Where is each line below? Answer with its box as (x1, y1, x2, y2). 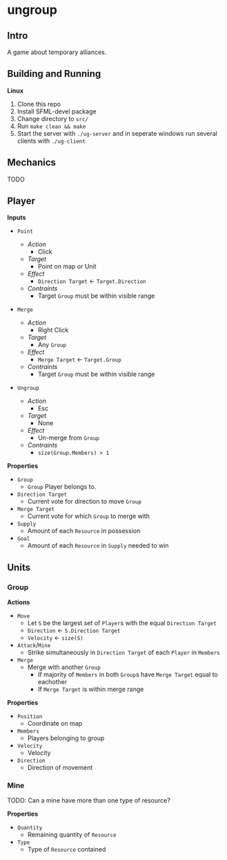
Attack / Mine (17, 641, 51, 650)
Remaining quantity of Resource (27, 830, 117, 839)
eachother (37, 678, 68, 686)
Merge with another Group (27, 663, 101, 672)
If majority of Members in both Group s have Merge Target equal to (37, 670, 219, 679)
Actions (7, 598, 30, 607)
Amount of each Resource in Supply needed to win (27, 541, 169, 550)
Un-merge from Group (37, 433, 100, 442)
